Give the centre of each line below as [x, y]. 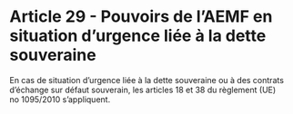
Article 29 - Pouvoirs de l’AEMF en [141, 17]
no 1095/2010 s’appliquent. [60, 99]
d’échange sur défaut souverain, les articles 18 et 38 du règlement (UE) [143, 90]
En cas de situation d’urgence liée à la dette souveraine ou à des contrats [147, 80]
